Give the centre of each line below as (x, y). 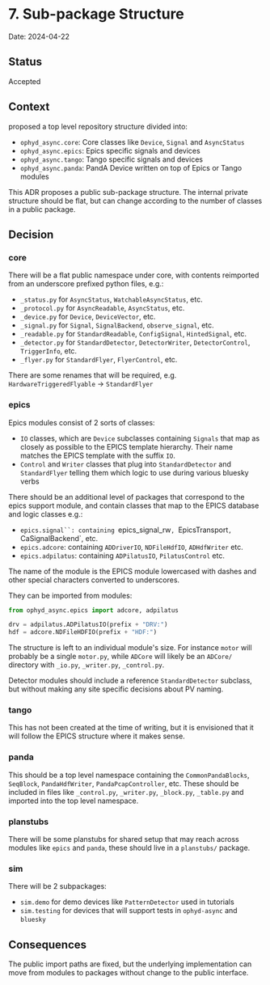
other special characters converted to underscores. (94, 580)
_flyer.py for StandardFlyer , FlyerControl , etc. (99, 360)
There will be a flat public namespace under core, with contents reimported (134, 275)
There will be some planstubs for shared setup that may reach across (124, 839)
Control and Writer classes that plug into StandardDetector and (126, 464)
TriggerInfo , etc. (49, 351)
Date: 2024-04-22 (39, 36)
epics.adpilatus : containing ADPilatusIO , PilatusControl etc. (122, 556)
